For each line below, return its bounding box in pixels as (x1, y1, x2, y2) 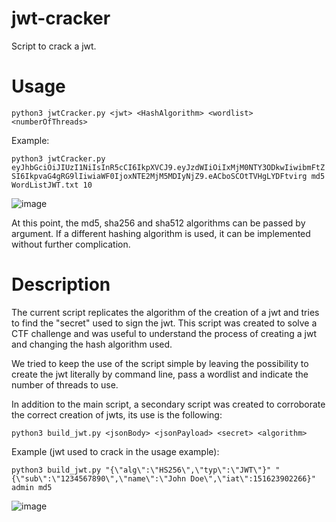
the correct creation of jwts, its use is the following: (11, 408, 223, 421)
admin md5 (11, 482, 53, 492)
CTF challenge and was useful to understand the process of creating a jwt (11, 327, 317, 339)
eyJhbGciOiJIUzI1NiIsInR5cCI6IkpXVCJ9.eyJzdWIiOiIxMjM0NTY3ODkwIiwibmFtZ (11, 162, 326, 172)
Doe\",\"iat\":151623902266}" (190, 473, 316, 484)
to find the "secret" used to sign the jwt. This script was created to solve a (11, 317, 318, 329)
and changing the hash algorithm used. (11, 338, 173, 350)
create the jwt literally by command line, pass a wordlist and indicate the (11, 368, 309, 380)
